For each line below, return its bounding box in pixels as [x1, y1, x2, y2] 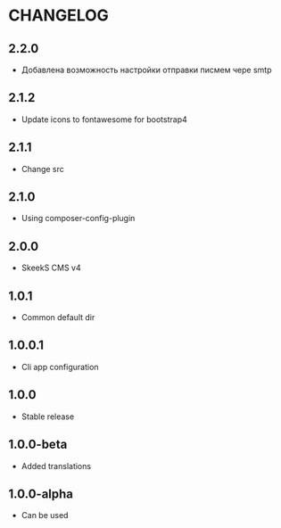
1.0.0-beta [8, 437, 68, 452]
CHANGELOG [8, 5, 109, 26]
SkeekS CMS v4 [21, 262, 81, 273]
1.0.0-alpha [8, 486, 73, 501]
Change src [21, 163, 64, 174]
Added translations [21, 460, 91, 471]
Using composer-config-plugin [21, 213, 136, 224]
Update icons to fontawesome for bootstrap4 [21, 113, 188, 125]
